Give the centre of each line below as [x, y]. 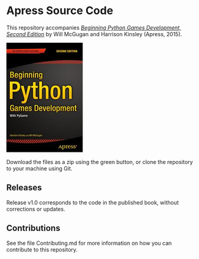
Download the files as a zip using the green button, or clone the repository [100, 162]
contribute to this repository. [42, 249]
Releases [24, 188]
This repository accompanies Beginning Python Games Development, [94, 28]
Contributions [33, 228]
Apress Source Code [60, 11]
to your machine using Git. [39, 168]
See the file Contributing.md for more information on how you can [89, 243]
